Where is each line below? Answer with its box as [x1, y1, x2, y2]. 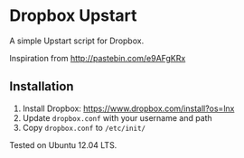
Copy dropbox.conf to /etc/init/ [22, 122, 146, 133]
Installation [9, 79, 74, 95]
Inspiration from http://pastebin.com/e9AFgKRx [9, 52, 186, 63]
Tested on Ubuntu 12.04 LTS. [9, 139, 117, 150]
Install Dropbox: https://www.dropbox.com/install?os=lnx [22, 103, 235, 114]
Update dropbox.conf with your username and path [22, 112, 212, 123]
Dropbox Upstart [9, 5, 137, 26]
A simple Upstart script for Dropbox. [9, 35, 145, 46]
